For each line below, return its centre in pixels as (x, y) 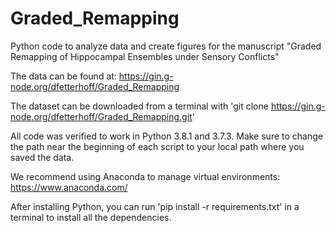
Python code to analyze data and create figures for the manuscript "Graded (166, 46)
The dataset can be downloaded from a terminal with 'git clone (139, 106)
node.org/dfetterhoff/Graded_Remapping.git (101, 116)
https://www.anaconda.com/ (69, 187)
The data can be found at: (63, 76)
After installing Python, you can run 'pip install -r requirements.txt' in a (155, 206)
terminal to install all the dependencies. (91, 217)
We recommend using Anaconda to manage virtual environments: (145, 176)
